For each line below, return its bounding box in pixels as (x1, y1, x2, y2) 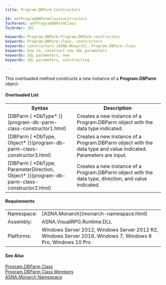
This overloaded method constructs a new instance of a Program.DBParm (5, 75, 157, 81)
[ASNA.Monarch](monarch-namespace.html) (41, 210, 148, 217)
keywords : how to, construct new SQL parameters (5, 48, 107, 53)
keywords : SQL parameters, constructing (5, 57, 90, 62)
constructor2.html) (7, 184, 51, 191)
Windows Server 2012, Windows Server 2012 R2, (41, 226, 159, 233)
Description (103, 105, 132, 112)
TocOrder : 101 (5, 25, 35, 30)
